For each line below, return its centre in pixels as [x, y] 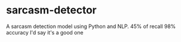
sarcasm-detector [51, 10]
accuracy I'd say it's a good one [45, 32]
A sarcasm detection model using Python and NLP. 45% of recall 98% [91, 26]
